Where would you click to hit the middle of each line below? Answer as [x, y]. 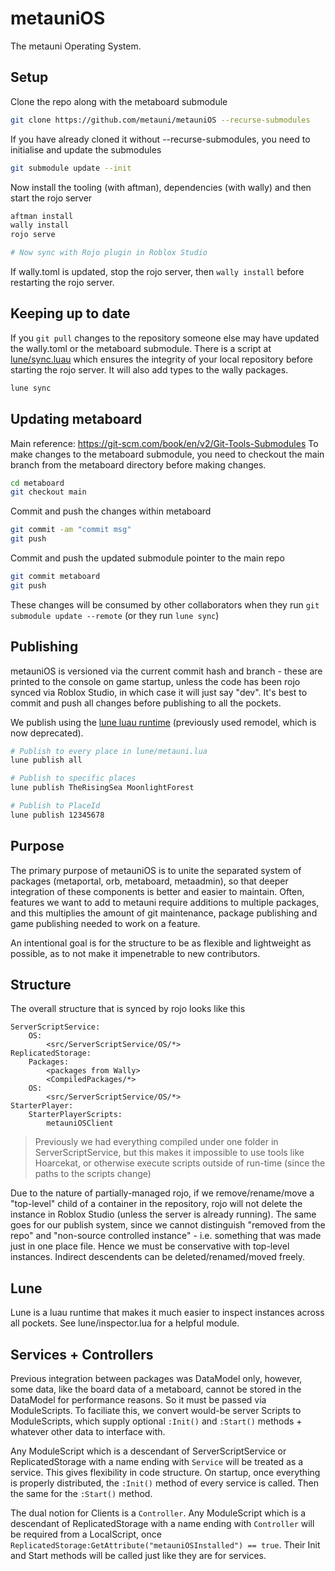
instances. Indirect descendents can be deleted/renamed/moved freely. [158, 1257]
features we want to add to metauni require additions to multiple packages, [165, 902]
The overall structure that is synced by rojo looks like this [128, 1009]
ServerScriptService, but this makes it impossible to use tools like [169, 1153]
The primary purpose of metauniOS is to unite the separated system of [156, 870]
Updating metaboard [76, 419]
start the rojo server [51, 198]
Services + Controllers [82, 1354]
